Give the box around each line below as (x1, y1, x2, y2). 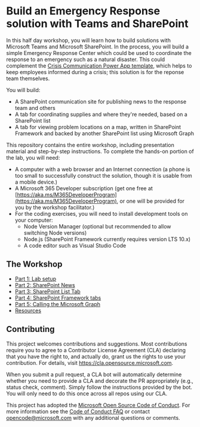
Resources (14, 307, 42, 314)
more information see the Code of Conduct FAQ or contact (6, 408, 150, 415)
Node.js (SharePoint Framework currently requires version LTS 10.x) (23, 235, 191, 243)
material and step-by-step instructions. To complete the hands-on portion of (6, 148, 194, 155)
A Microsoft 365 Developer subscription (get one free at (14, 184, 153, 192)
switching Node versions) (23, 229, 87, 236)
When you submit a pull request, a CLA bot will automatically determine (6, 371, 182, 378)
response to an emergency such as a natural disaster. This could (6, 56, 165, 63)
